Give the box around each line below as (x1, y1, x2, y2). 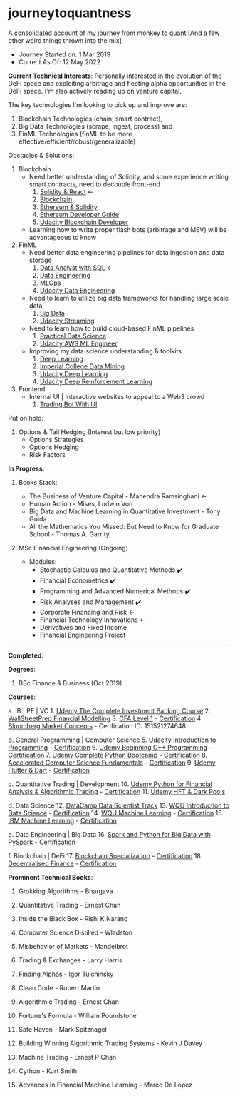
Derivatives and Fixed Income (39, 623, 127, 631)
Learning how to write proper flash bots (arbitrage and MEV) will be (28, 225, 227, 233)
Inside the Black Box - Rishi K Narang (18, 914, 128, 922)
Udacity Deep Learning (39, 369, 108, 378)
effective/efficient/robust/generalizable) (18, 137, 136, 146)
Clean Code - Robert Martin (18, 983, 100, 992)
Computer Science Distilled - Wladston (18, 928, 133, 937)
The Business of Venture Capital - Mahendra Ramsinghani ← (28, 491, 207, 501)
